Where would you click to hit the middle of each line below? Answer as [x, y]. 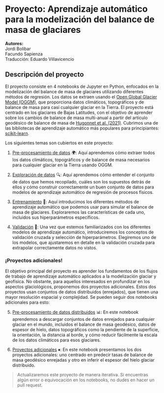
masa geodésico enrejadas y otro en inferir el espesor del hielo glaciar [83, 360]
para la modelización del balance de [80, 19]
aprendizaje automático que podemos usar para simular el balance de [83, 207]
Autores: [14, 43]
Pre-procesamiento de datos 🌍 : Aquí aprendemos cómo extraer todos [83, 153]
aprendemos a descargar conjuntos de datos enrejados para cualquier [83, 319]
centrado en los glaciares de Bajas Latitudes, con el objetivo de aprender [79, 112]
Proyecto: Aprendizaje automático [77, 9]
